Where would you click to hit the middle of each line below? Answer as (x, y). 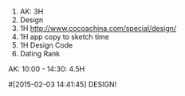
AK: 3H (31, 12)
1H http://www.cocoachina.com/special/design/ (98, 28)
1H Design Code (46, 45)
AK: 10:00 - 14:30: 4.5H (47, 69)
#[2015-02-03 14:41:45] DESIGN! (63, 84)
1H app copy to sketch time (65, 36)
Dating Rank (40, 54)
